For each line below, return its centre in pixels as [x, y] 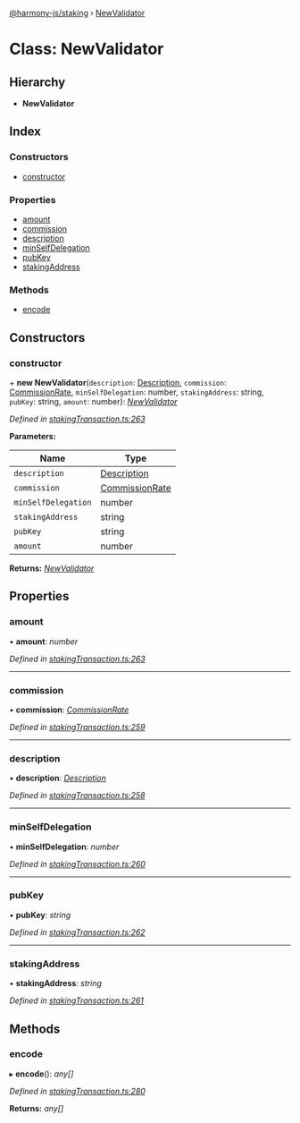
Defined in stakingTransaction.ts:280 [77, 1091]
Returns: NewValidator [52, 568]
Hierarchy [37, 82]
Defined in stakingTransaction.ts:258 [77, 795]
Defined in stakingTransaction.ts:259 [77, 727]
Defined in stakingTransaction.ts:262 [77, 932]
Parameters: [33, 436]
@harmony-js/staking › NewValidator [77, 13]
